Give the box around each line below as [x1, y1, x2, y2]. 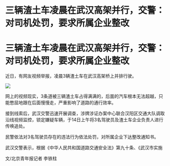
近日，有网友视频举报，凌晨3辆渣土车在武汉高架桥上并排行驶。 [5, 73, 137, 79]
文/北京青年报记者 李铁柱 [5, 155, 57, 161]
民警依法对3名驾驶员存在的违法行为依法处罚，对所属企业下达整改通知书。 [5, 134, 159, 140]
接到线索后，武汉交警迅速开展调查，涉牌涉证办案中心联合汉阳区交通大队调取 [5, 110, 165, 117]
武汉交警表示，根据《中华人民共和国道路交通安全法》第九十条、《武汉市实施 [5, 145, 163, 151]
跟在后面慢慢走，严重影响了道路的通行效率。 [22, 99, 116, 106]
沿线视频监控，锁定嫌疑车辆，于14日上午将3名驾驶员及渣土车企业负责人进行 [5, 117, 163, 123]
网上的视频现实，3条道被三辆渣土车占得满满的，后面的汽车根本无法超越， [5, 93, 159, 99]
